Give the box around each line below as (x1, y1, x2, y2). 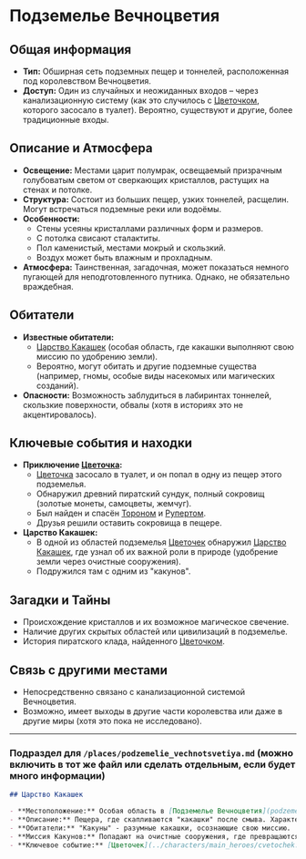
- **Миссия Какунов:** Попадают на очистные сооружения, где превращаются (9, 832, 300, 841)
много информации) (9, 769, 106, 782)
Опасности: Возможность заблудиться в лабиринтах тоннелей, (22, 389, 271, 401)
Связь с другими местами (9, 662, 168, 678)
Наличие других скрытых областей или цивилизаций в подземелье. (22, 626, 289, 638)
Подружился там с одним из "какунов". (36, 566, 191, 577)
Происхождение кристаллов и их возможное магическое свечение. (22, 617, 290, 628)
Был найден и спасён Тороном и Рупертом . (36, 507, 207, 519)
